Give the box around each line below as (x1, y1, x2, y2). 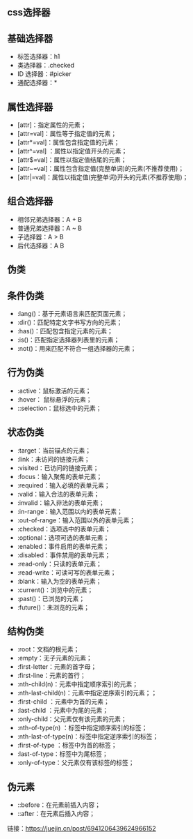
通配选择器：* (17, 79, 58, 87)
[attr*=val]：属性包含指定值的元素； (17, 138, 120, 146)
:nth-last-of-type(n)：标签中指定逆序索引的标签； (17, 732, 159, 741)
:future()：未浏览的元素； (17, 603, 90, 612)
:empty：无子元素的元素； (17, 654, 92, 663)
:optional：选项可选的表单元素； (17, 533, 110, 542)
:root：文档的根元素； (17, 645, 80, 653)
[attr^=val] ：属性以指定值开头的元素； (17, 147, 128, 156)
